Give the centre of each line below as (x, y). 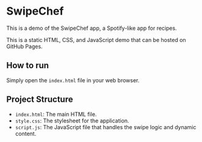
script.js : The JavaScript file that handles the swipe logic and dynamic (106, 127)
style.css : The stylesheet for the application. (72, 121)
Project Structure (40, 100)
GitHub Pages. (24, 46)
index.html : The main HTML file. (56, 114)
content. (26, 133)
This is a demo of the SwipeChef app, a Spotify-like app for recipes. (92, 28)
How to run (28, 66)
